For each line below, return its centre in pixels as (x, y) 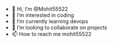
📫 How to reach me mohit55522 (51, 34)
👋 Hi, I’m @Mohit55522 (40, 9)
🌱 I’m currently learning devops (50, 21)
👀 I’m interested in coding (43, 15)
